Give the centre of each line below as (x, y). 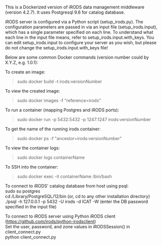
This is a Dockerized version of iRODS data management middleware (75, 7)
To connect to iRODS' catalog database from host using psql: (67, 186)
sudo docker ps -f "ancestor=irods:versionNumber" (69, 138)
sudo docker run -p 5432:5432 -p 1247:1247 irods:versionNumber (84, 119)
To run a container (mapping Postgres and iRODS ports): (62, 110)
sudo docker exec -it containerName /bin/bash (64, 176)
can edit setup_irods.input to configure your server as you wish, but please (81, 43)
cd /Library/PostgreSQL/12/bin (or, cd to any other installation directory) (78, 196)
